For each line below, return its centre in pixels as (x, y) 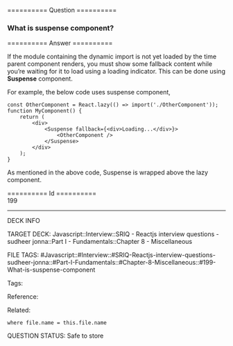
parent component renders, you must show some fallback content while (110, 64)
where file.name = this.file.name (57, 323)
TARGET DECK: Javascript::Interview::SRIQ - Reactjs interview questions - (113, 234)
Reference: (23, 297)
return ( (32, 117)
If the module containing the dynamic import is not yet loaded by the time (112, 57)
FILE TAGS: (23, 255)
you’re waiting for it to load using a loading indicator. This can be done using (116, 72)
